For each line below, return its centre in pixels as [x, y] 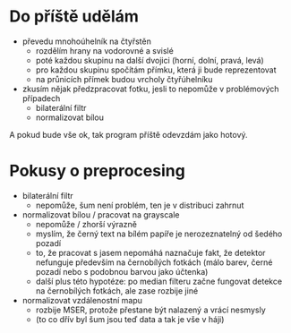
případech [41, 98]
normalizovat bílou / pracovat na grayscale [101, 214]
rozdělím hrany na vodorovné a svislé [105, 50]
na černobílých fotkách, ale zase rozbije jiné [117, 290]
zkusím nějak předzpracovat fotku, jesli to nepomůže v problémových [150, 89]
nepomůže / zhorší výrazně [86, 224]
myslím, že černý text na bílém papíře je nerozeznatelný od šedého [159, 234]
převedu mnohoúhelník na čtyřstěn [87, 41]
